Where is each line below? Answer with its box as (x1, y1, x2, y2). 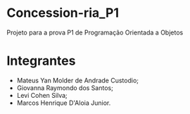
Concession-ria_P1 (6, 5, 119, 21)
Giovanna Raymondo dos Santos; (16, 83, 113, 92)
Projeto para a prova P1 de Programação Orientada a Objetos (6, 28, 184, 37)
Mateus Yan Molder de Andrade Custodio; (16, 76, 139, 84)
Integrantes (6, 53, 76, 69)
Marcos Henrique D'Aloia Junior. (16, 99, 111, 107)
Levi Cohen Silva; (16, 91, 68, 99)
